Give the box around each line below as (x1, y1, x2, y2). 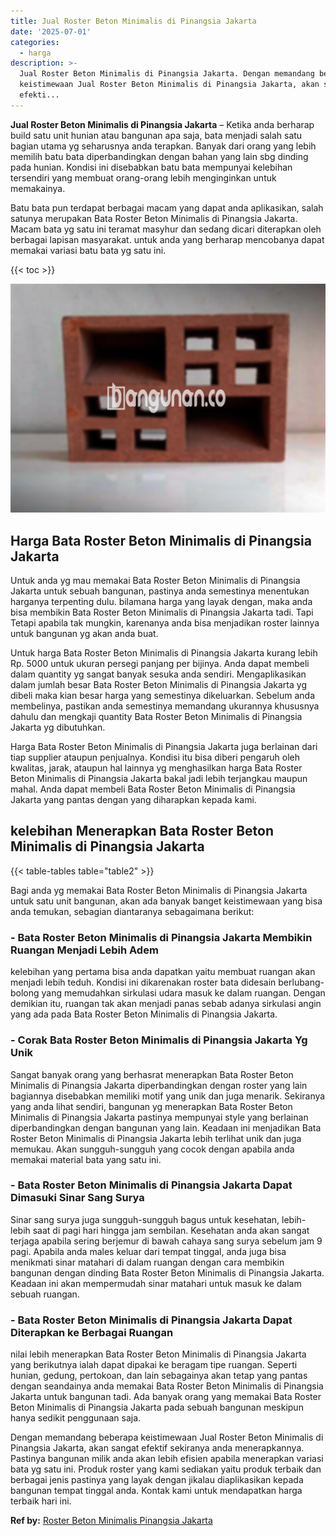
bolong (10, 987, 40, 999)
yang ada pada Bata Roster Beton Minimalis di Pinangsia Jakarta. (10, 1008, 278, 1020)
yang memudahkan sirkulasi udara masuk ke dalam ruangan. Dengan (41, 987, 326, 999)
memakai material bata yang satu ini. (10, 1153, 162, 1165)
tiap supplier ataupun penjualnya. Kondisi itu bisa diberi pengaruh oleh (10, 751, 301, 764)
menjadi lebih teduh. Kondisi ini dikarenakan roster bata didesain (10, 976, 277, 989)
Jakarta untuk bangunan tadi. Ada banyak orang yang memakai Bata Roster (10, 1391, 322, 1403)
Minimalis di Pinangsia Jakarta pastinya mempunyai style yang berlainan (10, 1111, 309, 1123)
